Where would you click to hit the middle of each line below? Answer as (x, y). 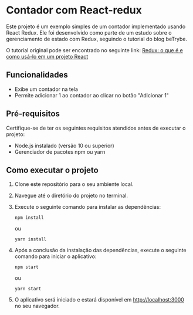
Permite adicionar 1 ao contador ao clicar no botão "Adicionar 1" (92, 95)
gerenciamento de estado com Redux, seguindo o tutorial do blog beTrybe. (97, 39)
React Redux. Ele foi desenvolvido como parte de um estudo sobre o (89, 32)
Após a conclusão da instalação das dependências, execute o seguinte (100, 250)
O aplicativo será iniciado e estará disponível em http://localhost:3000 (99, 300)
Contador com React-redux (74, 10)
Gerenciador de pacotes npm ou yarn (60, 152)
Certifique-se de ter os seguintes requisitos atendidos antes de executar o (96, 128)
